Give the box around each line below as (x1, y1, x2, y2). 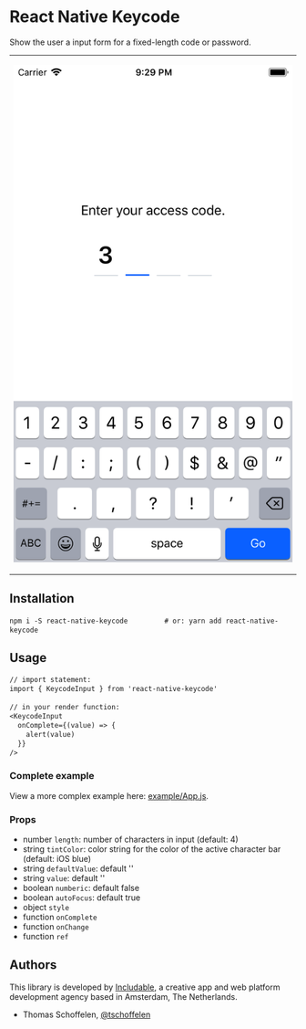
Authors (9, 957, 57, 973)
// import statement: (9, 676, 92, 685)
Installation (9, 591, 75, 606)
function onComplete (22, 911, 97, 923)
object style (22, 902, 70, 913)
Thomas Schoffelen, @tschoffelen (22, 1009, 151, 1020)
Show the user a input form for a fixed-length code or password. (9, 37, 252, 47)
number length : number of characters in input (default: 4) (22, 834, 239, 845)
